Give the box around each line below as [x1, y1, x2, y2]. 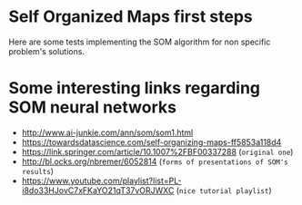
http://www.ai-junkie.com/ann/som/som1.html [21, 127, 194, 138]
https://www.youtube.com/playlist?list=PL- [21, 175, 182, 186]
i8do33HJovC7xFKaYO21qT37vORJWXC [21, 184, 175, 196]
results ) [21, 165, 55, 176]
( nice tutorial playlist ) [176, 184, 272, 196]
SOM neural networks [8, 97, 176, 118]
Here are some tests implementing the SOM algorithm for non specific [8, 36, 271, 47]
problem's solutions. [8, 45, 86, 56]
